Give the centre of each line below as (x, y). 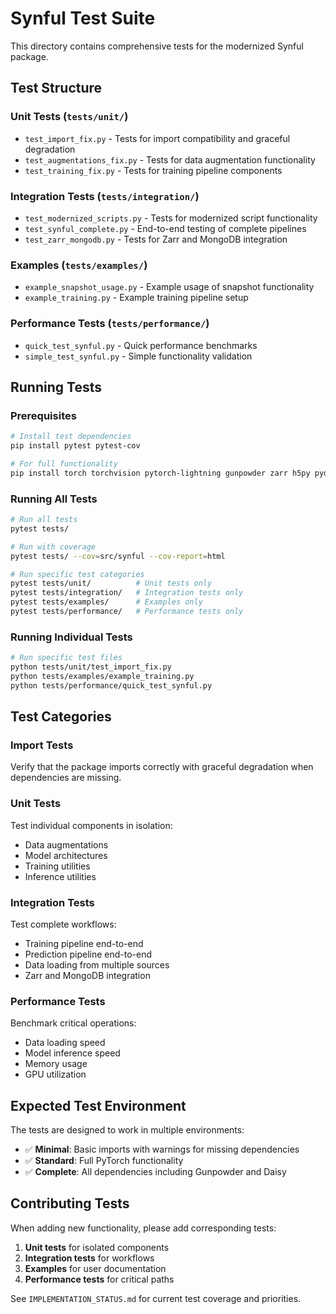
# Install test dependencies (71, 437)
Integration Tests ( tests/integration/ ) (105, 196)
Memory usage (56, 1064)
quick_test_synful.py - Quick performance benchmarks (141, 345)
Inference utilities (60, 876)
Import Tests (42, 745)
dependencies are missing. (66, 778)
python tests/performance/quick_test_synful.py (111, 685)
